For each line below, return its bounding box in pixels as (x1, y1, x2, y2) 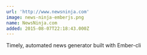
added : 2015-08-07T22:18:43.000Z (6, 25, 90, 32)
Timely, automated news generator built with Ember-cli (6, 42, 142, 49)
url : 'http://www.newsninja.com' (6, 8, 90, 15)
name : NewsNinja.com (6, 20, 58, 26)
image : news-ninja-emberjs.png (6, 14, 84, 20)
